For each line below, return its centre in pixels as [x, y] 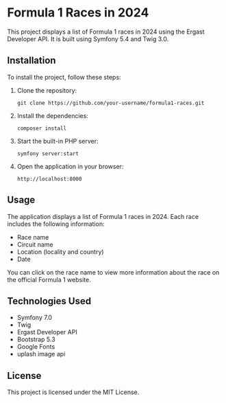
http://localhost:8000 [49, 179]
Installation [32, 61]
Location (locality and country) [60, 251]
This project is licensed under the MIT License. [73, 392]
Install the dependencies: [53, 115]
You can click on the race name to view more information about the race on [113, 272]
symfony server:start [48, 153]
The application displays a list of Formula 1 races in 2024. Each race [103, 216]
